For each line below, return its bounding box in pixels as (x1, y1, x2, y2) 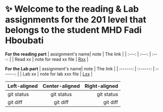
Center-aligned (42, 82, 80, 89)
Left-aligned (7, 82, 38, 89)
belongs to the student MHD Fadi (5, 24, 142, 36)
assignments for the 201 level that (5, 14, 146, 25)
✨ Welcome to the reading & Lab (5, 3, 139, 15)
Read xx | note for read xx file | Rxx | (14, 56, 88, 62)
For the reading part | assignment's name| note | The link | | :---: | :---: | (5, 51, 151, 57)
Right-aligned (84, 82, 119, 89)
